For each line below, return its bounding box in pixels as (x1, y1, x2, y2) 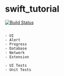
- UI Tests (5, 63, 27, 68)
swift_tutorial (5, 3, 60, 15)
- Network (5, 50, 25, 55)
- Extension (5, 55, 29, 59)
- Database (5, 46, 27, 51)
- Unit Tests (5, 67, 32, 72)
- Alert (5, 38, 21, 42)
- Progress (5, 41, 27, 47)
